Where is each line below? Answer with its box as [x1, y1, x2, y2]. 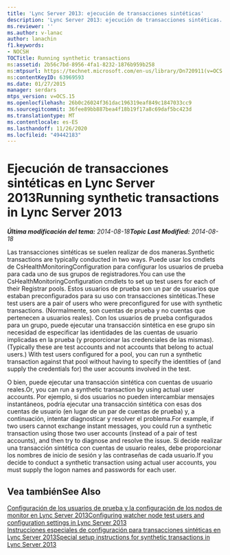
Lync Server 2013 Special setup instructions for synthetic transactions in [7, 533, 211, 541]
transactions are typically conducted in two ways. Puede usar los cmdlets [7, 256, 216, 264]
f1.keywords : [7, 42, 45, 49]
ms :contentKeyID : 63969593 [7, 73, 84, 81]
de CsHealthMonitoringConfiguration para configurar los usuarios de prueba [7, 262, 224, 271]
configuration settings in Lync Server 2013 [7, 519, 127, 526]
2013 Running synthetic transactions [7, 190, 220, 206]
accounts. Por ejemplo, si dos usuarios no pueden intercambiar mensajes [7, 393, 215, 401]
